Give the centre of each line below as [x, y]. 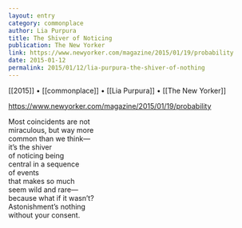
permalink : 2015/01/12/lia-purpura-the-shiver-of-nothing [107, 68]
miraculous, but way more [51, 130]
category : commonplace [46, 23]
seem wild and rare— [43, 190]
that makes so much [42, 181]
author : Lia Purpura [43, 30]
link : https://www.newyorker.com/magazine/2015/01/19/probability [121, 53]
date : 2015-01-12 [37, 61]
